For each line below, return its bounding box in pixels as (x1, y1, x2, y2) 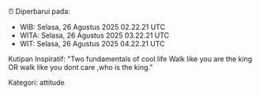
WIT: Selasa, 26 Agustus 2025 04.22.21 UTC (19, 39, 165, 48)
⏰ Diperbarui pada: (8, 7, 71, 16)
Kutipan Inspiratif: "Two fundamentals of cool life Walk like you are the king (8, 54, 253, 64)
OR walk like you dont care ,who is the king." (8, 63, 153, 71)
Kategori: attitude (8, 78, 65, 87)
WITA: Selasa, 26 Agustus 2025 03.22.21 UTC (19, 31, 170, 40)
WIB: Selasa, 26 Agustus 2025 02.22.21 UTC (19, 23, 166, 31)
